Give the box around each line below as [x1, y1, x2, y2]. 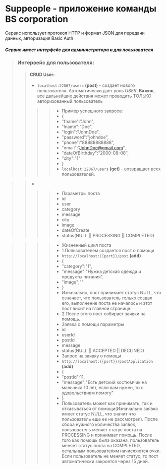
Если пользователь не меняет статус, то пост [61, 453, 159, 459]
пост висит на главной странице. [61, 306, 132, 312]
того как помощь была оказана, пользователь [61, 437, 160, 443]
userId [61, 332, 75, 338]
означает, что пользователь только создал [61, 295, 153, 301]
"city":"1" [61, 155, 81, 161]
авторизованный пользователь [37, 98, 103, 104]
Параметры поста [61, 191, 100, 197]
